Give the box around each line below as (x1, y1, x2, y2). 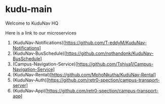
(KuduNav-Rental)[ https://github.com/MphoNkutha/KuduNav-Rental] (12, 71, 156, 77)
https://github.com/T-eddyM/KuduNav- (65, 39, 147, 46)
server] (12, 82, 28, 88)
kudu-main (5, 4, 52, 15)
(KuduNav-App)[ (12, 87, 47, 93)
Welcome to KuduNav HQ (5, 20, 59, 26)
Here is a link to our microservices (5, 30, 77, 36)
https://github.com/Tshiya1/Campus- (77, 61, 153, 67)
